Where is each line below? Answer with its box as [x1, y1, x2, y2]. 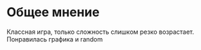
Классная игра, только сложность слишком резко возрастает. [6, 27, 195, 36]
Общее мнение [6, 4, 100, 20]
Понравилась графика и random [6, 35, 103, 43]
